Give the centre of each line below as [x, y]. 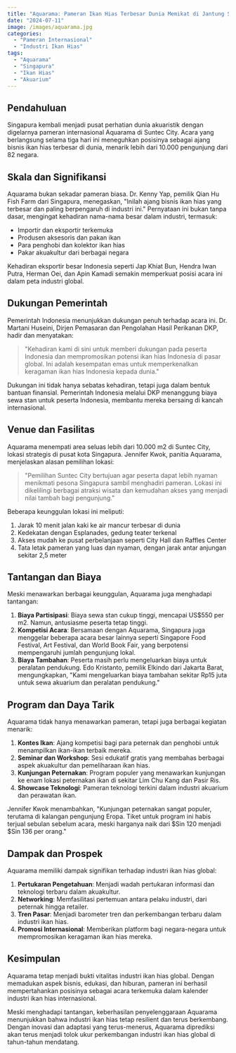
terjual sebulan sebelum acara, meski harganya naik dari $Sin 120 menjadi [114, 824]
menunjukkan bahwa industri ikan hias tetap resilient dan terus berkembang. [118, 1019]
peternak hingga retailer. [53, 907]
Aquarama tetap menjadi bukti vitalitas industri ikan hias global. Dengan [111, 975]
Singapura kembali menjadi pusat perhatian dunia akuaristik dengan [105, 125]
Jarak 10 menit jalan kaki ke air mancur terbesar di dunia [99, 525]
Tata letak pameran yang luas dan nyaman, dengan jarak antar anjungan [122, 548]
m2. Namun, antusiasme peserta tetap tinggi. [83, 623]
